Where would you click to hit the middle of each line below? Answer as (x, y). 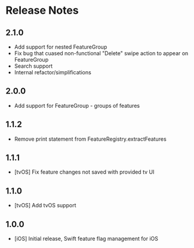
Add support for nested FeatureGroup (61, 47)
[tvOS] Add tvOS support (45, 205)
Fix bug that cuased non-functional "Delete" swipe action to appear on (101, 53)
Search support (33, 66)
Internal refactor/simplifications (53, 72)
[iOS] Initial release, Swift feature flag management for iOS (86, 239)
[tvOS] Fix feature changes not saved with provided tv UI (84, 172)
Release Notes (42, 10)
